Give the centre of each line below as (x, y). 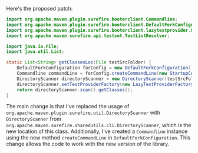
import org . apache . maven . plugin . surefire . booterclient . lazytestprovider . (99, 30)
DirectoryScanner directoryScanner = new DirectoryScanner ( (92, 79)
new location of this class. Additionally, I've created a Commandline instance (97, 131)
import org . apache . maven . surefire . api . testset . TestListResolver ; (88, 36)
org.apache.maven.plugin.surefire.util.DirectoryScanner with (83, 113)
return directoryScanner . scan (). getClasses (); (75, 90)
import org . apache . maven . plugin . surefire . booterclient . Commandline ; (92, 19)
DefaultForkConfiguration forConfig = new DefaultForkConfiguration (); (106, 68)
